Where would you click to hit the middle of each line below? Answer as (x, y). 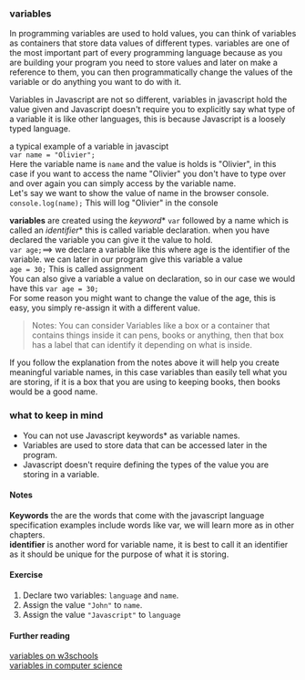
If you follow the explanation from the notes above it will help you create (144, 362)
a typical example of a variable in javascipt (89, 146)
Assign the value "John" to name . (82, 605)
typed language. (40, 129)
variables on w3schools (54, 656)
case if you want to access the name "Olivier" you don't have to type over (148, 174)
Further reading (40, 635)
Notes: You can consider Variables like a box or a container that (151, 326)
